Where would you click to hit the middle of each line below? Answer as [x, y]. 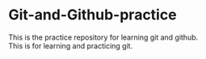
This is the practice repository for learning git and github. [103, 37]
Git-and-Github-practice [92, 15]
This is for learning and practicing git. [71, 45]
